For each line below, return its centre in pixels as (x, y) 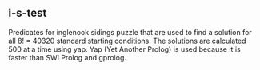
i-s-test (28, 13)
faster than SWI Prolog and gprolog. (67, 57)
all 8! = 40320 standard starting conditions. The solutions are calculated (127, 41)
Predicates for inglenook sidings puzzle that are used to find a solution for (130, 32)
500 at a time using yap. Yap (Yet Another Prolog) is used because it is (125, 49)
